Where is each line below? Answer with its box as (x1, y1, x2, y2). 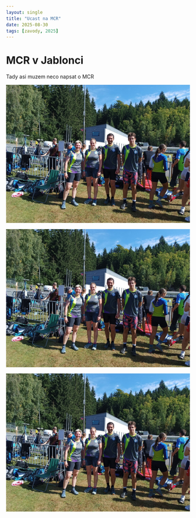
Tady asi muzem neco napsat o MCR (6, 73, 94, 80)
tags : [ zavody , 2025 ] (6, 28, 59, 34)
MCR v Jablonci (6, 54, 83, 67)
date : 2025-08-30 (6, 22, 48, 27)
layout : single (6, 9, 43, 15)
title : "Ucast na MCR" (6, 15, 61, 22)
